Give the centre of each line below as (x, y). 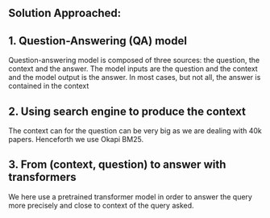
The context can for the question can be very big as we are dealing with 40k (135, 131)
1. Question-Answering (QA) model (98, 41)
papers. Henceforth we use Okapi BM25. (76, 140)
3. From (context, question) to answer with (117, 165)
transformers (42, 177)
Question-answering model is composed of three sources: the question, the (134, 61)
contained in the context (49, 86)
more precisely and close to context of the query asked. (102, 205)
